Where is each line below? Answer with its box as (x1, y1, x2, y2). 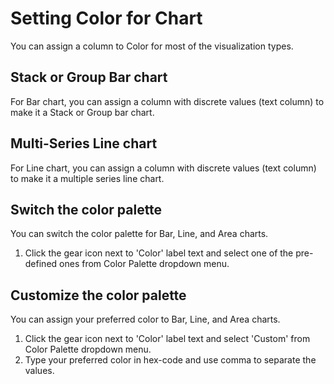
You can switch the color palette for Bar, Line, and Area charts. (10, 228, 269, 240)
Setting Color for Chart (10, 7, 203, 30)
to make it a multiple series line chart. (10, 172, 165, 184)
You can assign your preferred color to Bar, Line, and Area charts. (10, 313, 281, 326)
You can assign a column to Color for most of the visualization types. (10, 40, 294, 52)
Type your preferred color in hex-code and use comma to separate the (24, 354, 317, 366)
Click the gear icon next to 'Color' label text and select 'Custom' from (24, 333, 311, 345)
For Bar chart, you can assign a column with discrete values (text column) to (10, 95, 325, 107)
